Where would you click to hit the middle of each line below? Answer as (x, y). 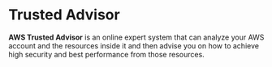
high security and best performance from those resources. (106, 54)
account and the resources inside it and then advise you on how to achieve (134, 45)
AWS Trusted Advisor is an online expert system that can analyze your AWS (136, 37)
